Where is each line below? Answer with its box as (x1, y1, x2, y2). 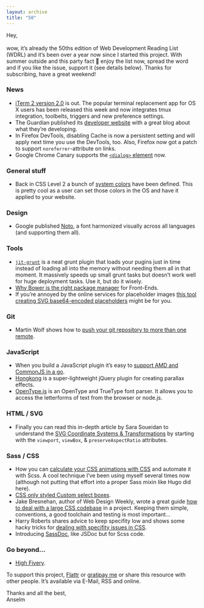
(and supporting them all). (15, 229, 81, 236)
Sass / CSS (6, 451, 40, 460)
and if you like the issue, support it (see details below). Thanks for (6, 63, 172, 71)
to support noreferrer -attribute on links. (15, 145, 116, 152)
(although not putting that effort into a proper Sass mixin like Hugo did (15, 478, 191, 485)
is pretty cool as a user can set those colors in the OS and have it (15, 187, 178, 194)
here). (15, 485, 30, 492)
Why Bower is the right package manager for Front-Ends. (15, 284, 159, 291)
